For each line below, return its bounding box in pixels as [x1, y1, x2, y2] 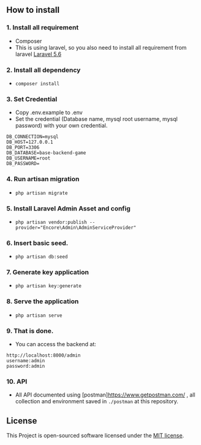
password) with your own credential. [15, 122, 108, 130]
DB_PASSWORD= [6, 161, 40, 167]
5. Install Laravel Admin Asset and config [6, 204, 131, 212]
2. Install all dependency [6, 66, 81, 74]
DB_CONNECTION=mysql [6, 134, 59, 140]
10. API [6, 377, 28, 385]
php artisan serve [15, 312, 63, 319]
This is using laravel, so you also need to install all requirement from [15, 44, 187, 51]
